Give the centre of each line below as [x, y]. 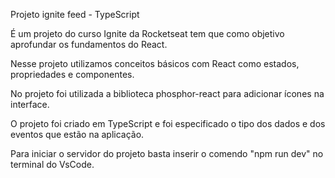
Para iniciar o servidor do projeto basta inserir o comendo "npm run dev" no [167, 153]
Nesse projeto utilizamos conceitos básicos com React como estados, [155, 63]
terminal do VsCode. [52, 164]
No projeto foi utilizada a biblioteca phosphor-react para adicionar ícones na [167, 93]
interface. [30, 104]
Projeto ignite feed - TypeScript [75, 14]
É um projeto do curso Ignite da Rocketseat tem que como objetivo [147, 33]
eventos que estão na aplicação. [77, 134]
